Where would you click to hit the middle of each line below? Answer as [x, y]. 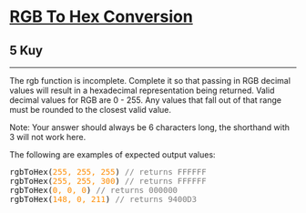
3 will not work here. [48, 137]
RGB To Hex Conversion [101, 17]
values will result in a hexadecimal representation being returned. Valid [142, 90]
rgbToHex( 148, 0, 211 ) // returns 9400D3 [103, 199]
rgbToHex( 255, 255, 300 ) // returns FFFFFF [108, 181]
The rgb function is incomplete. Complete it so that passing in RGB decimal [150, 81]
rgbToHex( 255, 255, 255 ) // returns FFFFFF [108, 172]
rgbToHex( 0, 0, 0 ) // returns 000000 [94, 190]
